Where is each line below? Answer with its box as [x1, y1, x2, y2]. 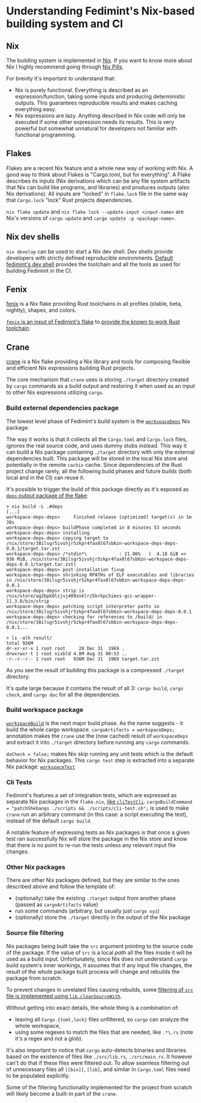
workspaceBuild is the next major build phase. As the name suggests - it [6, 719, 183, 726]
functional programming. [14, 131, 76, 138]
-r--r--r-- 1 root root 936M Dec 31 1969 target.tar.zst [6, 656, 160, 662]
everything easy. [14, 106, 56, 112]
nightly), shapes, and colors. [6, 306, 77, 314]
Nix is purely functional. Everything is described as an [14, 87, 148, 94]
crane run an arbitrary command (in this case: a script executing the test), [6, 811, 188, 818]
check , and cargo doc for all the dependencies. [6, 691, 121, 698]
